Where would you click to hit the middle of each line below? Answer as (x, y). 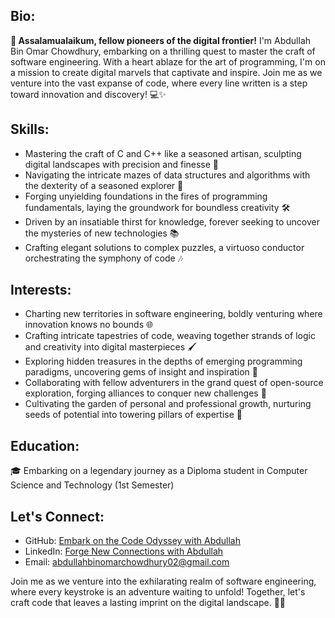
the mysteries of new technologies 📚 (102, 233)
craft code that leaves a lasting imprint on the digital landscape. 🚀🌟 (148, 603)
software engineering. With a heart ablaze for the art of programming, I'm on (168, 61)
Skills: (30, 129)
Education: (45, 445)
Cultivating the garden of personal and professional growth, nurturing (168, 404)
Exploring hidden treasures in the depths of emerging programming (163, 361)
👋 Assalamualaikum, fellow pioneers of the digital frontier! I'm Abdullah (161, 40)
